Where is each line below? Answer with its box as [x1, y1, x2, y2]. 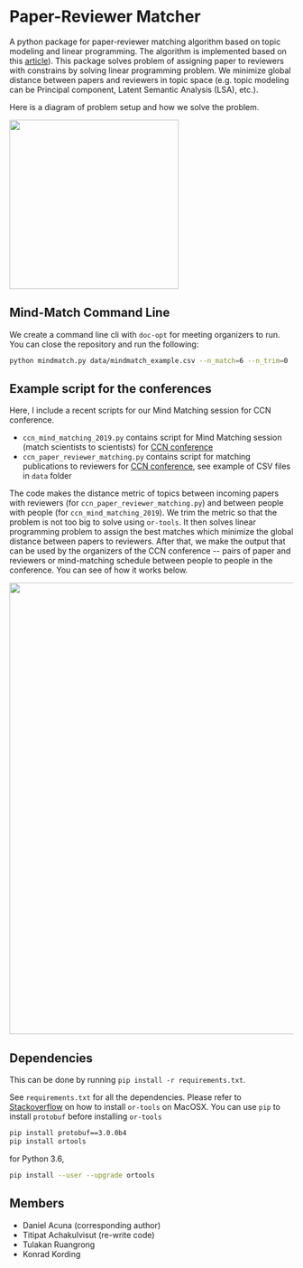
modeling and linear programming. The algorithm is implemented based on [9, 45, 287, 56]
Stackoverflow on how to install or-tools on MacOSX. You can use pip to [9, 1102, 281, 1113]
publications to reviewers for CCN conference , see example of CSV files [22, 461, 291, 471]
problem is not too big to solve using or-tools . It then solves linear [9, 517, 257, 527]
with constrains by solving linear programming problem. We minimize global [9, 65, 291, 76]
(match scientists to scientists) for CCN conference [22, 442, 214, 452]
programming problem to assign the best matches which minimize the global [9, 527, 294, 537]
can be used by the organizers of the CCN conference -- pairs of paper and [9, 545, 291, 556]
